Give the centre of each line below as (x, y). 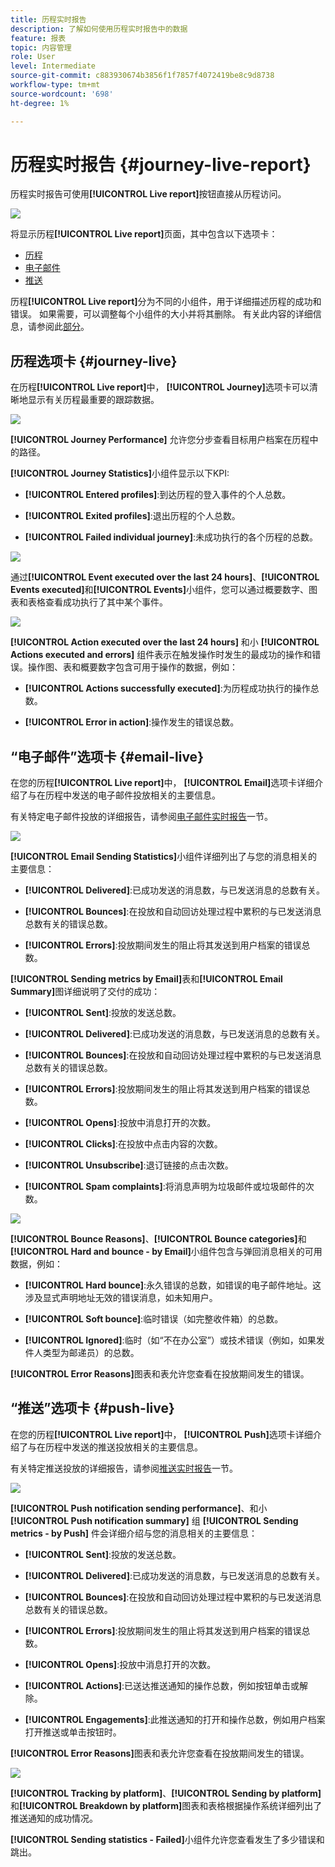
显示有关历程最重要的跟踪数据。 (93, 400)
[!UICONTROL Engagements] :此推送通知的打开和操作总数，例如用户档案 (175, 1719)
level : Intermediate (53, 66)
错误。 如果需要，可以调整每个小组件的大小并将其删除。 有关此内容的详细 (161, 314)
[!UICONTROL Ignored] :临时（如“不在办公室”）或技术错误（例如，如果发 (174, 1340)
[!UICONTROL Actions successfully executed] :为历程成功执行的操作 (167, 688)
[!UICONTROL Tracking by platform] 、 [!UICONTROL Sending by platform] (166, 1793)
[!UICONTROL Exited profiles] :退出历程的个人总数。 (132, 516)
